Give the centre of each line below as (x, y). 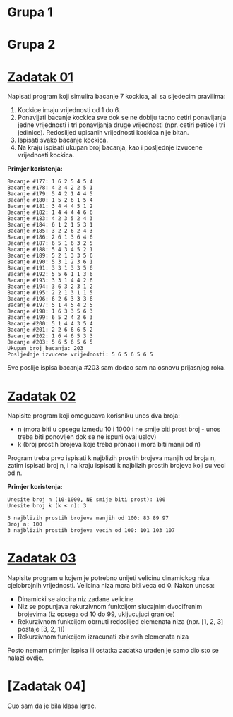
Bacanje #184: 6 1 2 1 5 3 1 (50, 225)
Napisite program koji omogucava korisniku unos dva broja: (94, 416)
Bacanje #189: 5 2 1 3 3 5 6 (50, 256)
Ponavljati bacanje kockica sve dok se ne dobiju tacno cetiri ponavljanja (122, 118)
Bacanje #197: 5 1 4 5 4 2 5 (50, 305)
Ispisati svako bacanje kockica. (63, 140)
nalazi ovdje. (26, 658)
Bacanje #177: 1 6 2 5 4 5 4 (50, 182)
